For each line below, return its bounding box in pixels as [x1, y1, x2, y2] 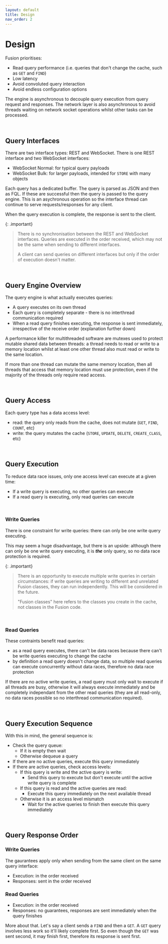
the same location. [5, 351, 44, 357]
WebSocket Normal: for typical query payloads [12, 165, 109, 171]
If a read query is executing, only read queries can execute [12, 493, 134, 499]
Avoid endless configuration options [12, 86, 87, 92]
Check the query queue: [12, 742, 63, 748]
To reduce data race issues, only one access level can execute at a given [5, 473, 156, 479]
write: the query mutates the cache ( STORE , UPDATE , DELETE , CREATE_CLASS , [12, 430, 162, 436]
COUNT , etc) [12, 424, 35, 431]
